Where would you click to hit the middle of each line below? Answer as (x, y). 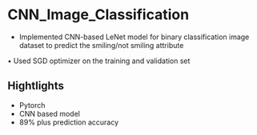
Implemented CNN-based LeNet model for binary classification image (134, 37)
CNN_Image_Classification (98, 15)
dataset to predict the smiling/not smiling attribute (101, 45)
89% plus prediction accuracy (69, 122)
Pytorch (32, 105)
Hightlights (36, 86)
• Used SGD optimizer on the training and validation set (99, 61)
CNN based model (50, 113)
